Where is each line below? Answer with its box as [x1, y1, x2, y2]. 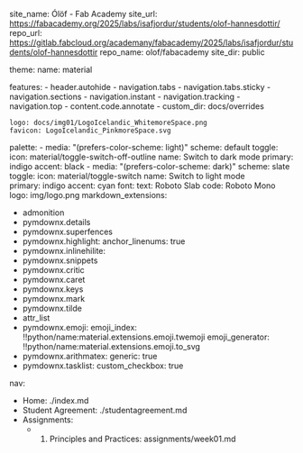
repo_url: [9, 28, 42, 38]
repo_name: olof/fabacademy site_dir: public [99, 47, 265, 58]
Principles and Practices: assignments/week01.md [49, 433, 236, 444]
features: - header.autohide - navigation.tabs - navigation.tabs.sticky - [9, 82, 271, 92]
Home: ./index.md [22, 395, 89, 405]
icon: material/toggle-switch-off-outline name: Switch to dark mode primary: [9, 151, 294, 162]
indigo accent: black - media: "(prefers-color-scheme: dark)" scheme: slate [9, 161, 290, 171]
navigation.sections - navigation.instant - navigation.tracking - [9, 91, 241, 102]
